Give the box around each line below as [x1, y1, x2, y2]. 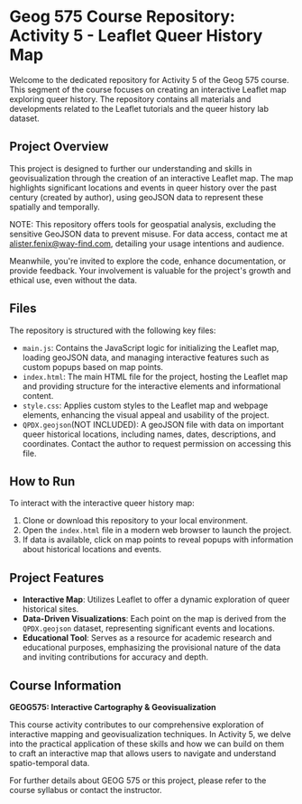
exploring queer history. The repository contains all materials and [9, 93, 252, 105]
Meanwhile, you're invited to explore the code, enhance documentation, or [9, 255, 287, 266]
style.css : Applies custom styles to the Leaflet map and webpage [22, 400, 269, 411]
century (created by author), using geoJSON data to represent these [9, 191, 264, 202]
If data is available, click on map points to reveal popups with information [22, 534, 294, 545]
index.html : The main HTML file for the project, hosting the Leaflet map [22, 371, 288, 382]
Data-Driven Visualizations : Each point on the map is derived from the [22, 614, 287, 624]
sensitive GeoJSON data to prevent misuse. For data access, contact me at [9, 228, 288, 239]
